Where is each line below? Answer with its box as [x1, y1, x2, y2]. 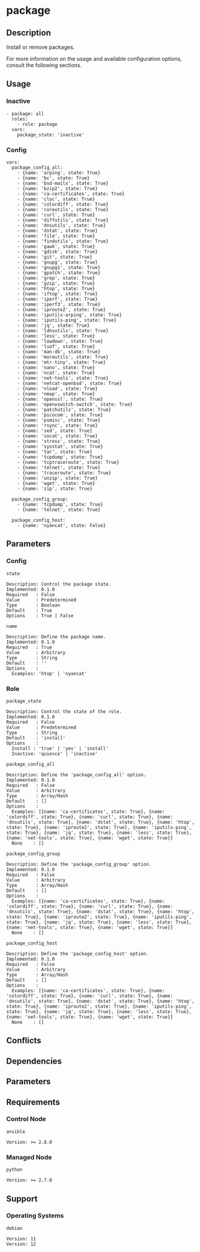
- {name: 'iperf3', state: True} [17, 301, 101, 307]
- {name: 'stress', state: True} [17, 438, 101, 444]
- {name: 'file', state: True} [17, 233, 95, 239]
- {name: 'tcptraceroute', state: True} [17, 459, 120, 465]
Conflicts [6, 1035, 41, 1046]
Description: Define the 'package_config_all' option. [6, 771, 147, 778]
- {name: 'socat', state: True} [17, 433, 98, 439]
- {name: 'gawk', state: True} [17, 243, 95, 250]
